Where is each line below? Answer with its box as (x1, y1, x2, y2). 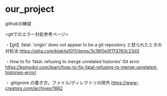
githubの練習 (5, 20, 31, 26)
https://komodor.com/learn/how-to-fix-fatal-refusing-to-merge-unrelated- (5, 64, 158, 70)
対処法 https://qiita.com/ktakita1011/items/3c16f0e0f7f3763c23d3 (5, 48, 140, 54)
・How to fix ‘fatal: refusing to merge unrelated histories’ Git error (5, 58, 140, 64)
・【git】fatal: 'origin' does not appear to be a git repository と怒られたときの (5, 41, 162, 48)
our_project (5, 3, 54, 15)
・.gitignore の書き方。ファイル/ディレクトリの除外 (5, 80, 111, 86)
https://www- (111, 80, 139, 86)
